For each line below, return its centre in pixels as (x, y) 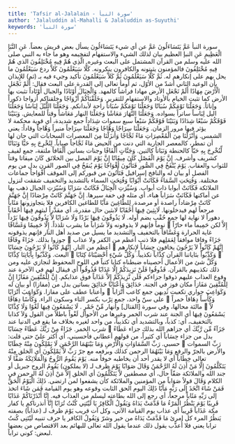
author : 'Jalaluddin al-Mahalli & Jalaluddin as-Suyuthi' (94, 20)
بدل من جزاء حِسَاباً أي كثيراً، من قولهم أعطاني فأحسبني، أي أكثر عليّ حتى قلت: (111, 336)
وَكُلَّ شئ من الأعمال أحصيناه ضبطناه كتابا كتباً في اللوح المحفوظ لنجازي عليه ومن (113, 262)
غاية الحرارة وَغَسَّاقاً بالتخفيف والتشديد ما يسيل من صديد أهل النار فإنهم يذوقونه (110, 232)
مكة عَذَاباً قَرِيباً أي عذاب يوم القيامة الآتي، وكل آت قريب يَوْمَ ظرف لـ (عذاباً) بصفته (113, 410)
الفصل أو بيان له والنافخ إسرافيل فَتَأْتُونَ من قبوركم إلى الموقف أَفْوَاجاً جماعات (108, 173)
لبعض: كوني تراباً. (30, 433)
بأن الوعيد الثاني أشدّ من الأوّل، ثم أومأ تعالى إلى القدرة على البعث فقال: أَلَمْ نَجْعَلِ (113, 84)
